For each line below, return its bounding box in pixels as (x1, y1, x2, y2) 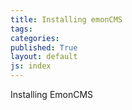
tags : (10, 24, 33, 34)
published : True (10, 42, 78, 53)
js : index (10, 61, 52, 71)
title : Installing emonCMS (10, 14, 123, 25)
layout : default (10, 52, 78, 62)
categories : (10, 33, 60, 43)
